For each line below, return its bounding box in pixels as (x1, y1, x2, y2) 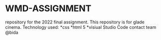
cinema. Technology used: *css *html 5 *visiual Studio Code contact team (5, 24, 157, 30)
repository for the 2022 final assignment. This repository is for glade (5, 19, 145, 25)
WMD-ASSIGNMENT (5, 3, 92, 14)
